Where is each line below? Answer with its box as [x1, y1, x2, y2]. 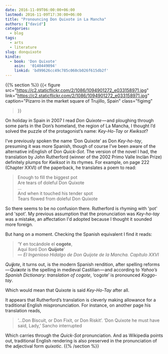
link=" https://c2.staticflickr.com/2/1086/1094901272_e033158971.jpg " [5, 93, 149, 99]
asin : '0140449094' [14, 63, 57, 68]
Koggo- [141, 272, 157, 278]
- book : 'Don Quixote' [10, 59, 57, 64]
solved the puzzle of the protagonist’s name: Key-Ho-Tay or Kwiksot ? [5, 128, 148, 134]
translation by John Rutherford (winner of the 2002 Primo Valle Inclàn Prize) [5, 154, 162, 160]
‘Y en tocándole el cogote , [17, 241, 73, 247]
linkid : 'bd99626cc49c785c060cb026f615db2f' [14, 68, 109, 73]
